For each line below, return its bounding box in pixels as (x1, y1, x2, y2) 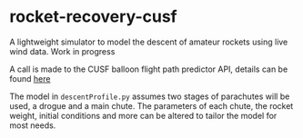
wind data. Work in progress (9, 45, 116, 56)
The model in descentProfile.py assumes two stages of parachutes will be (9, 91, 290, 102)
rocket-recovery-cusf (9, 6, 177, 27)
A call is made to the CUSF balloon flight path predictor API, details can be (9, 64, 288, 74)
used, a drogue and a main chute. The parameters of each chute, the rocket (9, 100, 294, 111)
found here (9, 73, 51, 84)
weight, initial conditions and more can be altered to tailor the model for (9, 110, 278, 121)
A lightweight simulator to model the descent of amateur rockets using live (9, 36, 288, 47)
